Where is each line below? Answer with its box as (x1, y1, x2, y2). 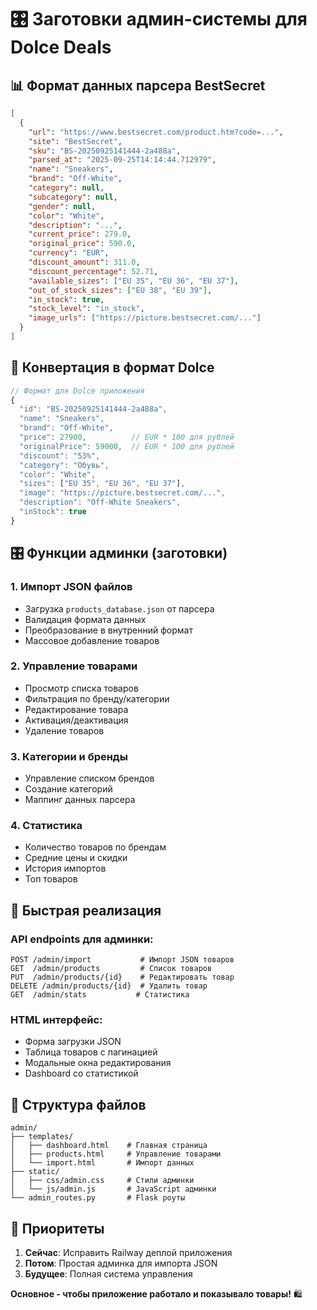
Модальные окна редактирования (24, 1057, 172, 1069)
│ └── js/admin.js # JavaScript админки (10, 1184, 217, 1195)
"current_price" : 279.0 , (28, 229, 132, 240)
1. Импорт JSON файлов (10, 580, 133, 594)
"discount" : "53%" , (19, 451, 101, 461)
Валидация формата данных (24, 613, 147, 625)
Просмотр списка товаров (24, 682, 139, 694)
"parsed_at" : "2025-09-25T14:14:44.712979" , (28, 155, 217, 165)
